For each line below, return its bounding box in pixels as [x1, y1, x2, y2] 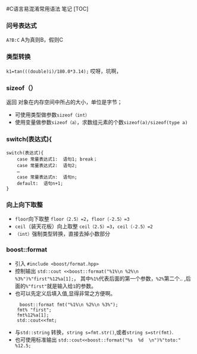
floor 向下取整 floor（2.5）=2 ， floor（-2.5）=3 [14, 216, 130, 223]
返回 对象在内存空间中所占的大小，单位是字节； [6, 98, 123, 106]
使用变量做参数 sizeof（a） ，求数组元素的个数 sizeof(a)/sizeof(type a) [14, 118, 188, 125]
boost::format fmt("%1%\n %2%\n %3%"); [19, 301, 118, 307]
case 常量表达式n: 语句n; [17, 174, 77, 180]
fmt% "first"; [17, 307, 52, 313]
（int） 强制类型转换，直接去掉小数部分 [14, 230, 111, 238]
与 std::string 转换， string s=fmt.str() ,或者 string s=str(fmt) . [14, 328, 174, 335]
